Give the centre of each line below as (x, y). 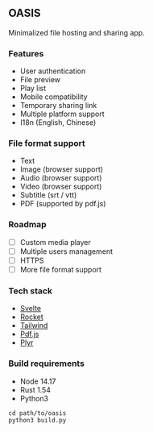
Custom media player (55, 242)
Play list (33, 89)
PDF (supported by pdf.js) (63, 204)
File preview (40, 80)
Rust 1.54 (35, 389)
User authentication (53, 71)
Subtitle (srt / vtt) (48, 195)
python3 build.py (37, 420)
